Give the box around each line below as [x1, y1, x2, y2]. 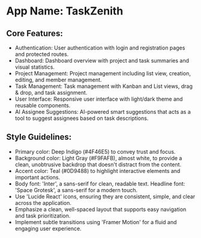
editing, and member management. [14, 77, 102, 83]
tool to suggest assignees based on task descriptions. [14, 114, 149, 122]
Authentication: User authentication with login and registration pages [14, 44, 185, 51]
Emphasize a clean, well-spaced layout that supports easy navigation [14, 205, 187, 213]
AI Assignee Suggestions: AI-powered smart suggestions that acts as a [14, 108, 191, 115]
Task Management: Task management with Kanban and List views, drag [14, 83, 193, 90]
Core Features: [6, 28, 63, 39]
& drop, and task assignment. [14, 89, 88, 96]
